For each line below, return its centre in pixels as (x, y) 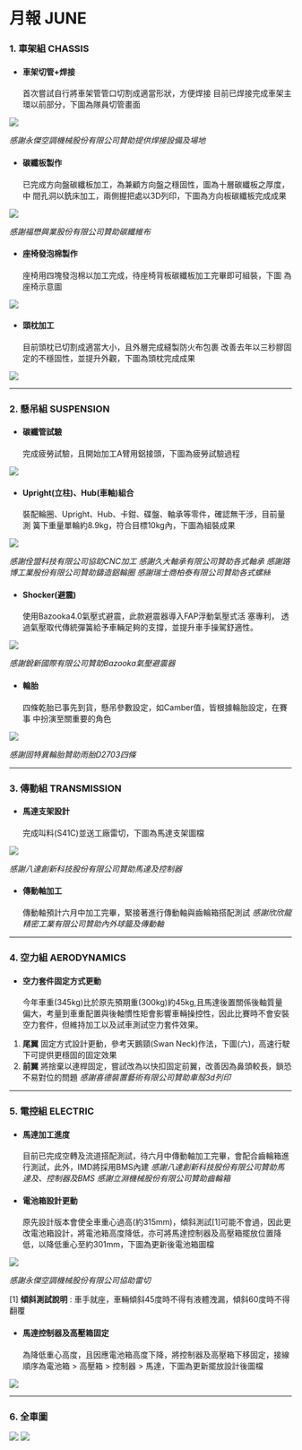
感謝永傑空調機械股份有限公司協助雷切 (80, 1281)
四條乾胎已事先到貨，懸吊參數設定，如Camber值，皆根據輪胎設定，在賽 (155, 707)
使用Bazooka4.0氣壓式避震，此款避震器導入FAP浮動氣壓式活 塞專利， (151, 616)
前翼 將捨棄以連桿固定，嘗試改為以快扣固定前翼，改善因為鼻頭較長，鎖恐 (157, 1066)
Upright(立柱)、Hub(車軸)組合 (78, 492)
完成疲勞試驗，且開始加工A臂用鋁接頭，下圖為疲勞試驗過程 (131, 454)
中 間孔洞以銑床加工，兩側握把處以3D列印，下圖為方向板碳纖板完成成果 (154, 195)
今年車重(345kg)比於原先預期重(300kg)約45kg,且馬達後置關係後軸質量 (152, 1003)
